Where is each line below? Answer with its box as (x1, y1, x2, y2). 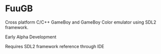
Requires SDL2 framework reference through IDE (5, 43, 104, 49)
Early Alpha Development (5, 34, 57, 40)
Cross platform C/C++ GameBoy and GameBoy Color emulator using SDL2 (5, 19, 157, 25)
